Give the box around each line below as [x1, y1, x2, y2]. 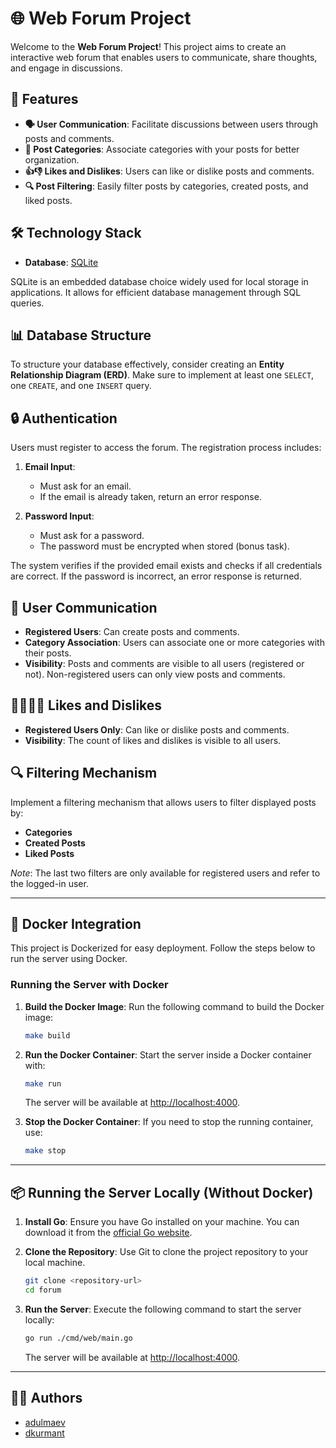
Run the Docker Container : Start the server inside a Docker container [24, 1048, 312, 1061]
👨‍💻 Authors [10, 1390, 83, 1407]
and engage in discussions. [10, 62, 123, 74]
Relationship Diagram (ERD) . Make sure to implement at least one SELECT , [10, 369, 315, 381]
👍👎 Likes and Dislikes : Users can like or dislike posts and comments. [24, 165, 315, 177]
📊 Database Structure [10, 327, 152, 344]
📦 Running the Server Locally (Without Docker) [10, 1184, 314, 1201]
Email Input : [24, 461, 76, 473]
